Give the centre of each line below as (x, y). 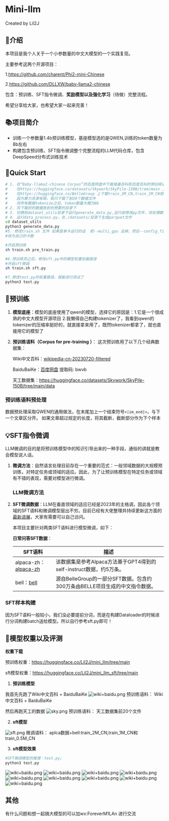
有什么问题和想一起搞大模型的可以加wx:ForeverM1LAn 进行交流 (71, 813)
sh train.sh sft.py (26, 268)
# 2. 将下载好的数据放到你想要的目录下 (41, 208)
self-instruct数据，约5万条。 (90, 570)
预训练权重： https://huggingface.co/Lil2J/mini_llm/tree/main (68, 662)
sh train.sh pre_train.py (32, 250)
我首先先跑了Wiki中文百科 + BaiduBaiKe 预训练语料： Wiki (84, 694)
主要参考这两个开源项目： (32, 64)
